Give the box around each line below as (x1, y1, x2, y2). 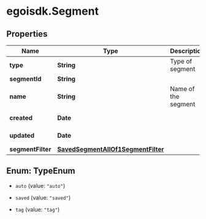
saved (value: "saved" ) (15, 194, 71, 201)
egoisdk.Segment (6, 4, 99, 18)
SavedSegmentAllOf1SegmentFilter (57, 145, 164, 154)
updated (9, 132, 35, 139)
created (9, 114, 32, 122)
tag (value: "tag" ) (15, 206, 60, 213)
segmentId (9, 75, 42, 83)
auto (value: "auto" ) (15, 182, 66, 189)
